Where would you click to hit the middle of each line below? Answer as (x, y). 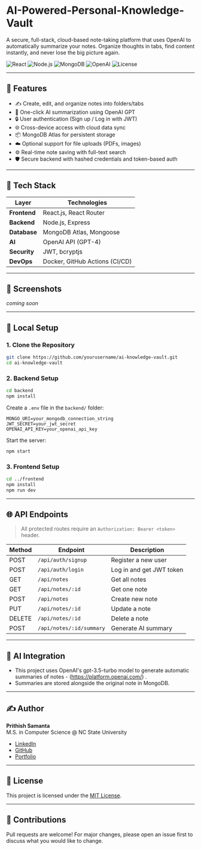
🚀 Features (27, 88)
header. (30, 535)
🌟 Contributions (36, 820)
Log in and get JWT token (147, 570)
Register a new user (139, 560)
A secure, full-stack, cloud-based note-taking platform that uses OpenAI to (99, 40)
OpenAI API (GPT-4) (72, 242)
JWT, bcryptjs (63, 251)
